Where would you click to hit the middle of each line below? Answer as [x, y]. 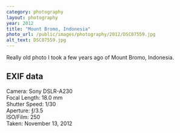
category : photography [35, 12]
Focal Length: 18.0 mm [35, 97]
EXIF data [25, 77]
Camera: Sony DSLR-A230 [39, 91]
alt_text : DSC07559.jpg [36, 40]
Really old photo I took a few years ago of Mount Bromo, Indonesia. [90, 57]
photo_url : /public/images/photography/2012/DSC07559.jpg [81, 35]
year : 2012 [20, 23]
